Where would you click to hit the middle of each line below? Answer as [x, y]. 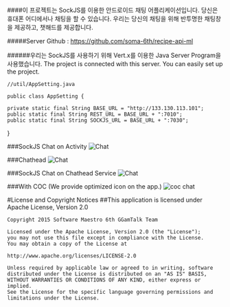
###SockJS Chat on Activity [47, 146]
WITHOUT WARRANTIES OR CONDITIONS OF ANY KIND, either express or [104, 280]
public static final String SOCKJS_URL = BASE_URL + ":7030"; [98, 120]
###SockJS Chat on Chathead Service [62, 173]
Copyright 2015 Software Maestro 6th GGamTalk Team [82, 220]
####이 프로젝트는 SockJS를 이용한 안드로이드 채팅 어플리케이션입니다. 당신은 [113, 10]
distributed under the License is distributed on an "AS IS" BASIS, [107, 274]
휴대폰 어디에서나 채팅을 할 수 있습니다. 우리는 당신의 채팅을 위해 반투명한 [105, 19]
